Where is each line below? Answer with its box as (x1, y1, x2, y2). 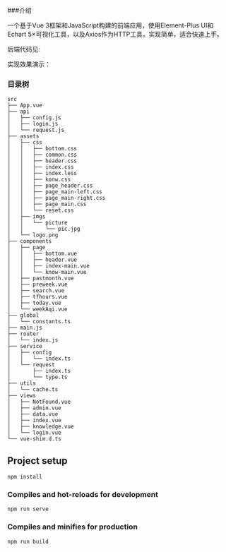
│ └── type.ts (7, 373, 69, 381)
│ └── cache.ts (7, 386, 59, 393)
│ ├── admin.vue (7, 404, 61, 412)
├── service (7, 343, 42, 350)
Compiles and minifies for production (7, 522, 138, 532)
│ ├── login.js (7, 121, 59, 128)
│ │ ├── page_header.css (7, 182, 93, 189)
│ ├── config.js (7, 114, 61, 121)
